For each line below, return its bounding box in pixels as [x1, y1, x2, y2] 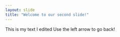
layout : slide [5, 7, 35, 13]
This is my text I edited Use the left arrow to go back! [5, 26, 115, 32]
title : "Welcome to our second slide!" [5, 12, 89, 17]
